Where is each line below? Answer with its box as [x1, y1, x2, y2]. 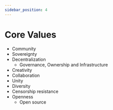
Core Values [4, 29, 56, 40]
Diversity [11, 83, 30, 89]
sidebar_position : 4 [4, 7, 48, 13]
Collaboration [11, 72, 40, 78]
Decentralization [11, 56, 46, 62]
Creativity [11, 67, 32, 73]
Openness [11, 93, 33, 99]
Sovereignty [11, 51, 37, 57]
